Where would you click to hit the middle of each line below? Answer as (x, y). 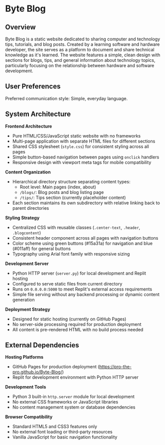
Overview (21, 27)
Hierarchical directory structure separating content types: (71, 181)
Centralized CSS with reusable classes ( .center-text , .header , (76, 227)
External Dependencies (42, 345)
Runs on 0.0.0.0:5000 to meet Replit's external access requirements (82, 289)
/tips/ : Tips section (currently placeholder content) (73, 197)
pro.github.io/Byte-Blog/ (37, 372)
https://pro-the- (115, 367)
